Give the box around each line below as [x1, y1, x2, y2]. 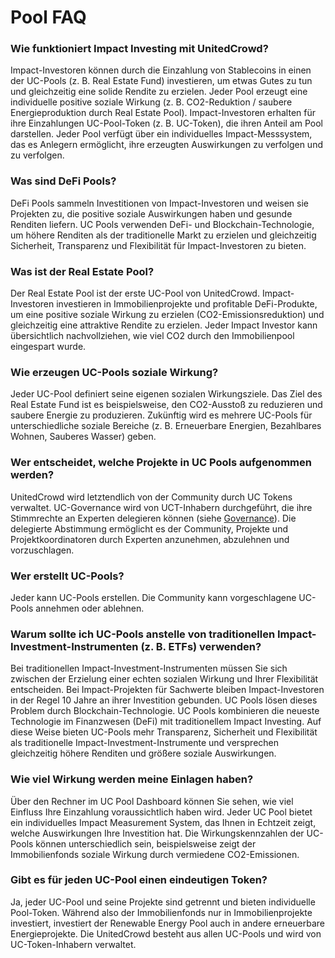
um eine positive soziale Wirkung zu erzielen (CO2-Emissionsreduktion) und [10, 309, 325, 321]
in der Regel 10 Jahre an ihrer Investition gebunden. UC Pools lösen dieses [10, 694, 318, 706]
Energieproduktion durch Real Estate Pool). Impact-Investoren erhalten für [10, 107, 317, 119]
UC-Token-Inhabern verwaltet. [10, 938, 137, 950]
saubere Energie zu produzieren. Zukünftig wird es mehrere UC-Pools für [10, 409, 313, 421]
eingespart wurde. [10, 341, 87, 353]
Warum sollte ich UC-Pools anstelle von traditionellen [10, 627, 276, 641]
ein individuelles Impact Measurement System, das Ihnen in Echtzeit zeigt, [10, 816, 317, 828]
